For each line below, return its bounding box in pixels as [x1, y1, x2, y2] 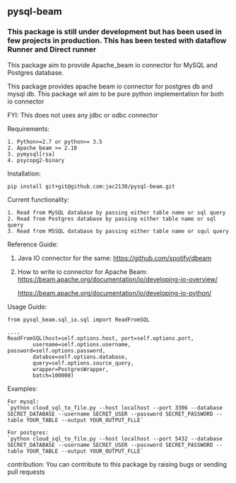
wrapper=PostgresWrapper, [33, 365, 110, 373]
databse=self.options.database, [33, 353, 129, 360]
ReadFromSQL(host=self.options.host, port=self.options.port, [7, 334, 194, 342]
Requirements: [7, 124, 49, 133]
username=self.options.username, [33, 341, 131, 348]
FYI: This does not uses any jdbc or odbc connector [7, 110, 158, 119]
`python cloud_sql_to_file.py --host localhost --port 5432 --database [7, 435, 223, 442]
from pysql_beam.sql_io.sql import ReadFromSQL [7, 316, 151, 323]
